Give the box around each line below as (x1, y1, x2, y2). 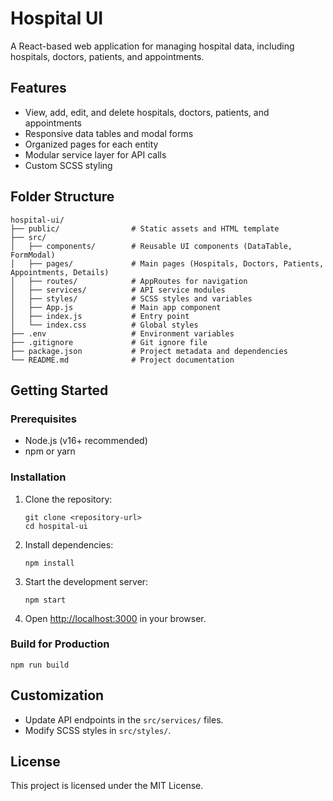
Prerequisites (10, 412, 77, 426)
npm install (24, 558, 75, 568)
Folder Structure (10, 188, 115, 206)
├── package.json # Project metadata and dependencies (10, 346, 288, 356)
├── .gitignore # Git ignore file (10, 337, 208, 347)
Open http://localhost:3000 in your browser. (24, 612, 207, 624)
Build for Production (10, 637, 110, 651)
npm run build (10, 660, 70, 670)
